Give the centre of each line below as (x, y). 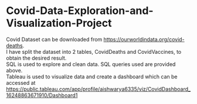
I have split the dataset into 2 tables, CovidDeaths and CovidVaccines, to (94, 51)
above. (14, 70)
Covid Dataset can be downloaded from (54, 39)
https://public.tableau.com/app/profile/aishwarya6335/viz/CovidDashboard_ (98, 89)
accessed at (21, 82)
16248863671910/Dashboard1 (42, 95)
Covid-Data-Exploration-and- (80, 11)
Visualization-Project (59, 23)
